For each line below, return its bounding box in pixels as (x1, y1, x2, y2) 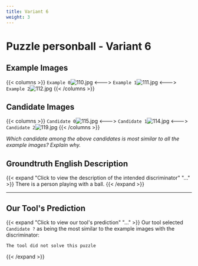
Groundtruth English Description (6, 159, 128, 169)
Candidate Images (6, 101, 75, 112)
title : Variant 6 (6, 8, 49, 15)
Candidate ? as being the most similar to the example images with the (6, 225, 175, 232)
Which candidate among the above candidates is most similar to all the (6, 135, 180, 142)
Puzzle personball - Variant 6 (6, 40, 151, 53)
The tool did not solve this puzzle (6, 242, 96, 248)
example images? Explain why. (6, 142, 81, 149)
